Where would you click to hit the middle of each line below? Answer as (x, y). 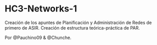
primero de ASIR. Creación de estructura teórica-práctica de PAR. (72, 27)
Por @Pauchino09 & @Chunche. (38, 37)
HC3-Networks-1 (41, 9)
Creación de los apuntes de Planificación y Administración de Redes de (78, 22)
